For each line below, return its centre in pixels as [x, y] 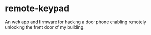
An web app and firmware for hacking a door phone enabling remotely [75, 22]
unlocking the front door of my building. [45, 27]
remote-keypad [37, 9]
